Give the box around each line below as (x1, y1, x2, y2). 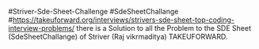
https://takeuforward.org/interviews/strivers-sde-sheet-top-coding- (12, 15, 235, 24)
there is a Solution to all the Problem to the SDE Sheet (76, 24, 252, 32)
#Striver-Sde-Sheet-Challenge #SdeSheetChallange (8, 7, 179, 16)
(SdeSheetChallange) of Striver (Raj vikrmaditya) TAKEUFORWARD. (8, 32, 228, 41)
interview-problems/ (8, 24, 75, 32)
